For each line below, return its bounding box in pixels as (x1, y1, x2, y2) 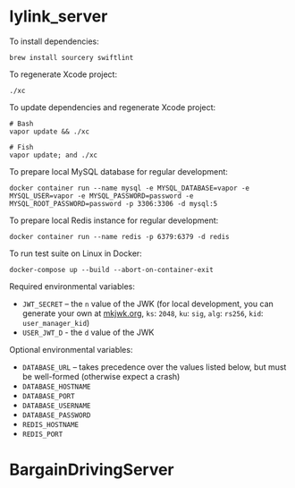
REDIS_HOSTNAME (21, 420, 80, 429)
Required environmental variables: (9, 280, 136, 292)
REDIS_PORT (21, 430, 63, 439)
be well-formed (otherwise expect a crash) (21, 371, 181, 381)
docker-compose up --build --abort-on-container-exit (9, 265, 215, 274)
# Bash (9, 119, 34, 128)
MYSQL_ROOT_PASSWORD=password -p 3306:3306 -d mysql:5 (9, 199, 218, 208)
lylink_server (9, 6, 108, 27)
